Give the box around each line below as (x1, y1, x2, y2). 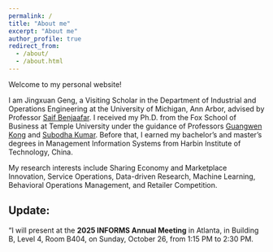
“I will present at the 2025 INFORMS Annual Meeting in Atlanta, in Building (8, 225, 259, 235)
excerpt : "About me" (8, 27, 79, 35)
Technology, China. (8, 147, 73, 157)
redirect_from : (8, 42, 60, 50)
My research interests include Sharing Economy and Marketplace (8, 163, 227, 172)
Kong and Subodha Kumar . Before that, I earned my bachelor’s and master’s (8, 129, 262, 139)
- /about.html (15, 58, 63, 66)
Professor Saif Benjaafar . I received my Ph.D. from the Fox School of (8, 112, 237, 122)
